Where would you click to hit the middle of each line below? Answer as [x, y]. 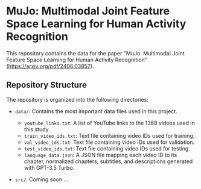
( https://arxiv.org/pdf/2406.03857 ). [50, 66]
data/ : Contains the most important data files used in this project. [96, 111]
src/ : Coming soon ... [41, 179]
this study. [37, 129]
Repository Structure [47, 85]
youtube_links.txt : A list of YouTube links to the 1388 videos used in [109, 123]
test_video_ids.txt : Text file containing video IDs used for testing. [107, 148]
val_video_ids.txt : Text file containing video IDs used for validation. [109, 142]
